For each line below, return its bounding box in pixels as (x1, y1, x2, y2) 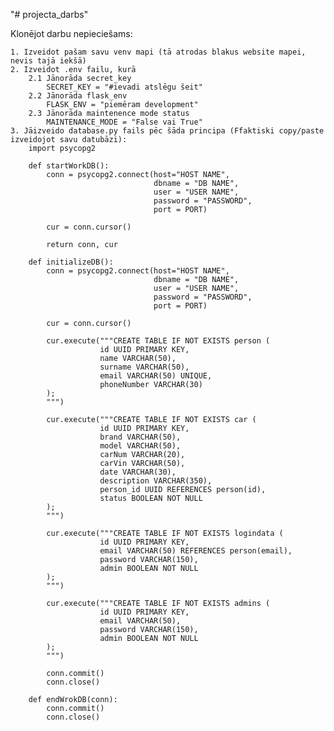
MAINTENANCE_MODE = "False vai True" (46, 117, 203, 127)
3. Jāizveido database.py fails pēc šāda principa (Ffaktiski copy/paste (10, 126, 325, 136)
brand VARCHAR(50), (99, 432, 182, 442)
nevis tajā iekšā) (10, 56, 87, 66)
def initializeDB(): (28, 257, 114, 267)
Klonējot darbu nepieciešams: (10, 28, 133, 39)
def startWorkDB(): (28, 161, 110, 171)
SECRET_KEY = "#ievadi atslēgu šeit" (46, 82, 203, 92)
